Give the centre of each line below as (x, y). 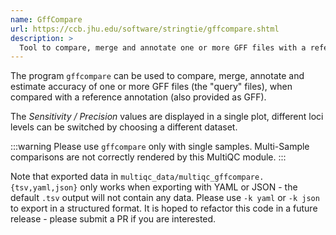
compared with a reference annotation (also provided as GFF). (138, 97)
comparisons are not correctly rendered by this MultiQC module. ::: (148, 157)
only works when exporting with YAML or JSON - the (188, 187)
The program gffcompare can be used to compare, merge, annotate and (157, 76)
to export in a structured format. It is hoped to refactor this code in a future (164, 208)
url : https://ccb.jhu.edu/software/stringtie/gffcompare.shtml (145, 29)
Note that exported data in (64, 177)
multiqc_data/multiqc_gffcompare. (192, 177)
